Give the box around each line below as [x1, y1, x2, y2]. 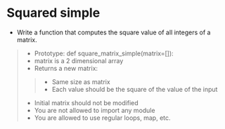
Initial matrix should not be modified [34, 98, 139, 107]
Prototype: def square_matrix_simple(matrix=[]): [34, 49, 174, 57]
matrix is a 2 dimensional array [34, 56, 124, 64]
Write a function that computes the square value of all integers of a [16, 28, 211, 36]
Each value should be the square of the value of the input [51, 85, 218, 93]
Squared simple [6, 5, 101, 21]
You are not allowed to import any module [34, 106, 155, 114]
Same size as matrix [51, 77, 110, 86]
